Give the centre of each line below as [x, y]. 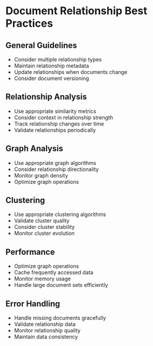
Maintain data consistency [46, 337]
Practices [29, 23]
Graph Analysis [34, 149]
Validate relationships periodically [55, 130]
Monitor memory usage [42, 279]
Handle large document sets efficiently [61, 285]
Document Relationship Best [76, 11]
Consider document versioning [51, 78]
